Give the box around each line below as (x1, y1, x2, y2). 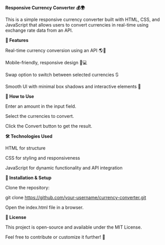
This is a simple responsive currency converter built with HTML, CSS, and (5, 16, 160, 22)
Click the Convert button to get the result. (5, 123, 93, 129)
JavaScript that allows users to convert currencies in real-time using (5, 22, 149, 28)
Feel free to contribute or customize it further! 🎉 (5, 234, 105, 240)
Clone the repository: (5, 185, 50, 190)
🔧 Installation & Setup (5, 175, 52, 181)
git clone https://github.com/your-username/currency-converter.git (5, 194, 146, 201)
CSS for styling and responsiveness (5, 155, 80, 161)
